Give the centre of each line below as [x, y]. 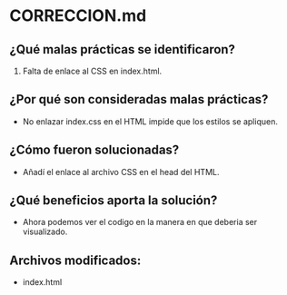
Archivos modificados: [75, 260]
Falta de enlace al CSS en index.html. [92, 71]
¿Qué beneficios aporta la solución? [114, 201]
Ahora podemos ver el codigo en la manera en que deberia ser [140, 222]
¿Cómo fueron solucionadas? [94, 150]
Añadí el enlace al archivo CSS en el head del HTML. [121, 172]
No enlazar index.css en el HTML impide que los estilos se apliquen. [150, 121]
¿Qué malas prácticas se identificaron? [123, 49]
